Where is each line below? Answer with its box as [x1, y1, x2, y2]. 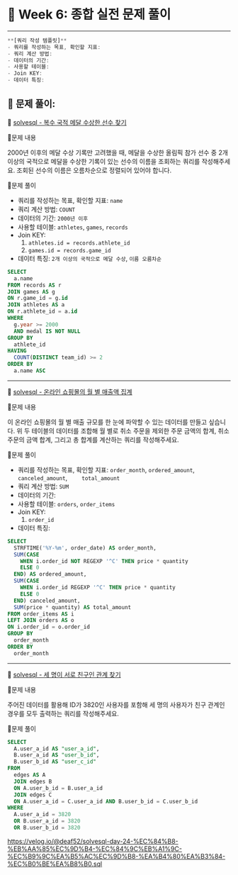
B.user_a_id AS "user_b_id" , [13, 752, 100, 759]
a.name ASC [13, 367, 46, 374]
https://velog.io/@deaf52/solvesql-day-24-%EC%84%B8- [7, 837, 178, 845]
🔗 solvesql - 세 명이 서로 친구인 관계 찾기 [7, 670, 122, 679]
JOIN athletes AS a [7, 301, 65, 308]
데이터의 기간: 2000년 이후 [17, 213, 89, 222]
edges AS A [13, 771, 46, 779]
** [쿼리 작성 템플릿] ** [7, 37, 67, 44]
